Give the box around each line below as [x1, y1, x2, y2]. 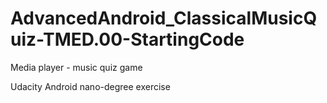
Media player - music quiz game [10, 61, 143, 73]
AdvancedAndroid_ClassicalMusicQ [10, 7, 318, 30]
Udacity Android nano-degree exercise [10, 80, 171, 92]
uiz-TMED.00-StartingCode [10, 28, 245, 51]
